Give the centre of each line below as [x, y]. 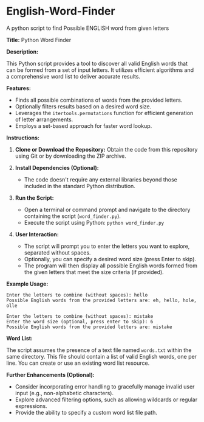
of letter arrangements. [44, 119]
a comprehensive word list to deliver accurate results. [73, 76]
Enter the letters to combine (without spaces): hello [77, 295]
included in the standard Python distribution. [80, 186]
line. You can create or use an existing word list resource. [78, 363]
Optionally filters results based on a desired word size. [83, 106]
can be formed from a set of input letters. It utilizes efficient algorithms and [100, 70]
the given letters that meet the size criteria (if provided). [94, 272]
